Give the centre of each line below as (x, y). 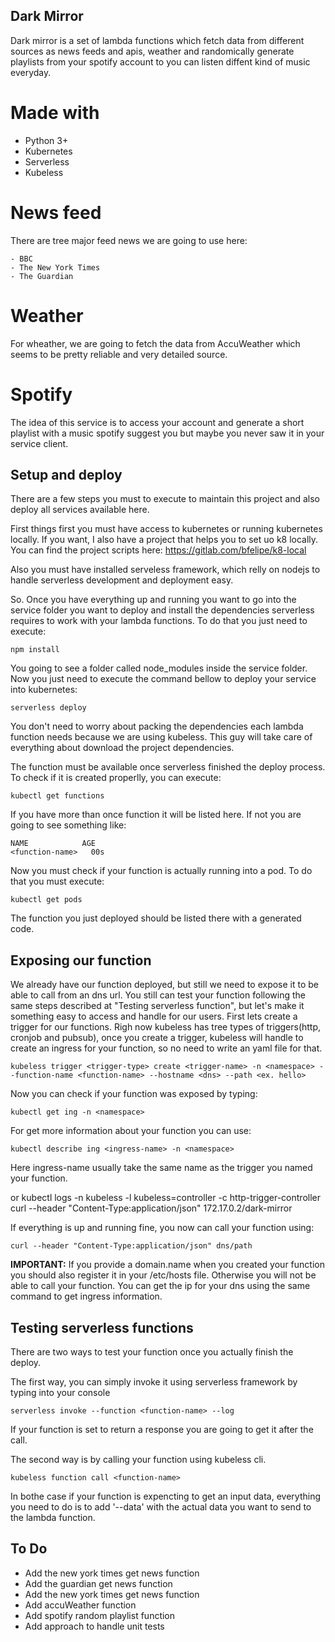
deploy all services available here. (80, 510)
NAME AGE (53, 844)
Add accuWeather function (80, 1605)
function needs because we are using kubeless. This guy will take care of (161, 737)
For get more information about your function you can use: (131, 1131)
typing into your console (60, 1392)
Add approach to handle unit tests (94, 1626)
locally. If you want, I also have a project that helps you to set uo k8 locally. (164, 540)
